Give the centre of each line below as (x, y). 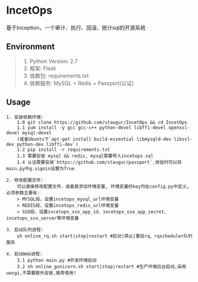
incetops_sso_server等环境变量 (43, 218)
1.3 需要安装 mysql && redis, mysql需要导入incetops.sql (85, 156)
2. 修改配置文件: (25, 180)
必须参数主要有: (23, 193)
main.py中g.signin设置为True (40, 168)
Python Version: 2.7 (54, 61)
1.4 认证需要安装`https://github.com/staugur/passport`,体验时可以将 (99, 162)
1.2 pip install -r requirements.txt (64, 150)
